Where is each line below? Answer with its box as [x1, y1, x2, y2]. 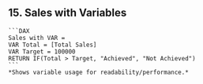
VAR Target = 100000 [8, 47, 77, 56]
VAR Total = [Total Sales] [8, 41, 97, 49]
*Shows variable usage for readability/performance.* [8, 68, 190, 76]
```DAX [8, 27, 30, 35]
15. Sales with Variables [8, 6, 127, 20]
